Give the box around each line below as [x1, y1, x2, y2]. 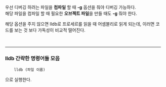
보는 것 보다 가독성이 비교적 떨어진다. [14, 27, 85, 33]
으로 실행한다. [5, 77, 32, 83]
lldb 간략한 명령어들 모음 [5, 55, 60, 62]
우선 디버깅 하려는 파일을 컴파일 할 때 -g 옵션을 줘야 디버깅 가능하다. [5, 4, 136, 10]
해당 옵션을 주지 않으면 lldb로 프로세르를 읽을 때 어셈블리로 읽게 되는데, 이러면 [5, 21, 155, 27]
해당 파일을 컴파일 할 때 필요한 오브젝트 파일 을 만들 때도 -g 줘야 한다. [5, 10, 137, 16]
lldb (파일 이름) [14, 67, 45, 73]
